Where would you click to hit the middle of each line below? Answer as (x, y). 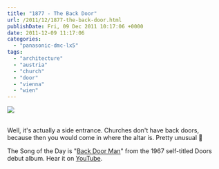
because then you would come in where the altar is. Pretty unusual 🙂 (105, 138)
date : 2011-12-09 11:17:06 (46, 33)
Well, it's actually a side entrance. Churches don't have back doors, (103, 130)
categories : (24, 39)
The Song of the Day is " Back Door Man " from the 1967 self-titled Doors (109, 151)
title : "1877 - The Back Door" (52, 13)
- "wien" (26, 90)
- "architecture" (38, 59)
